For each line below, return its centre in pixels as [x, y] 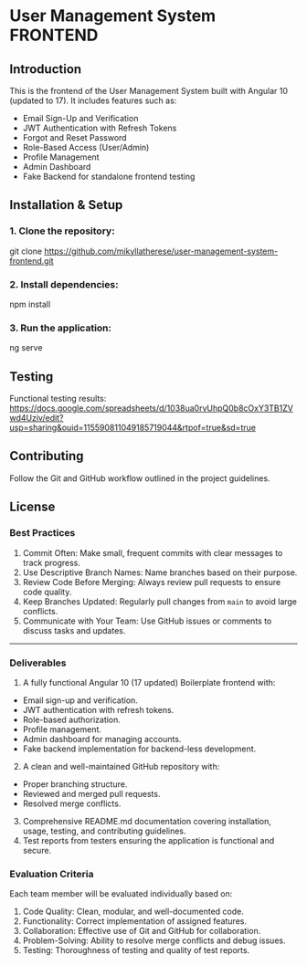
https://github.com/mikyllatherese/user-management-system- [161, 251]
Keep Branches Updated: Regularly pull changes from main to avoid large [160, 601]
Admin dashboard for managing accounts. [102, 739]
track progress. [51, 562]
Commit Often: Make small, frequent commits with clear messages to [153, 552]
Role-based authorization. [72, 719]
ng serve [26, 348]
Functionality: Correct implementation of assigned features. [134, 921]
